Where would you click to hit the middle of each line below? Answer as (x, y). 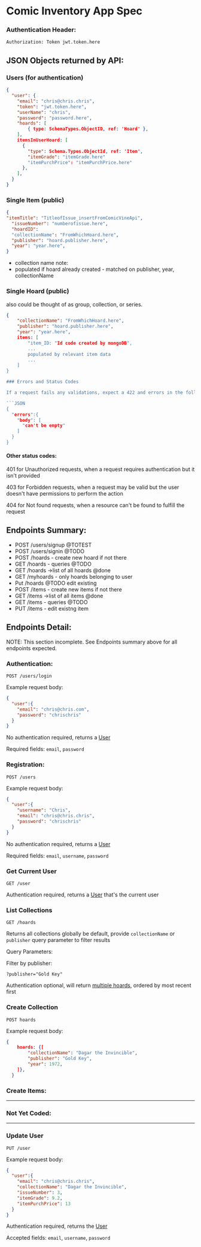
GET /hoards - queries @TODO (53, 564)
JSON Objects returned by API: (65, 60)
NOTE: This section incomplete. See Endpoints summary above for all (92, 642)
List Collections (29, 910)
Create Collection (32, 1007)
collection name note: (42, 263)
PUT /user (19, 1148)
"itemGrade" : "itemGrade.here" (67, 157)
